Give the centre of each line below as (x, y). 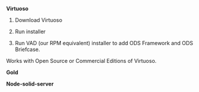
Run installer (30, 31)
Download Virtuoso (39, 20)
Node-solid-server (30, 84)
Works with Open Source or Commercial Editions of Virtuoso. (82, 61)
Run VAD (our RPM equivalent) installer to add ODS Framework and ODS (104, 43)
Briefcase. (27, 49)
